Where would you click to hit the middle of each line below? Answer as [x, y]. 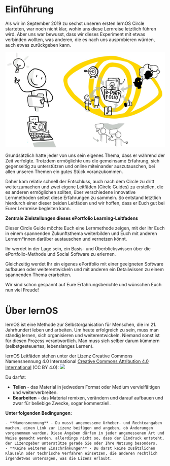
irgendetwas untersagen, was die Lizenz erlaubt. [59, 459]
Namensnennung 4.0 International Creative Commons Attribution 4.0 [77, 361]
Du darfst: [16, 377]
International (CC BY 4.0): [32, 368]
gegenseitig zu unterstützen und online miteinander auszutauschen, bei [80, 167]
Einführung [29, 9]
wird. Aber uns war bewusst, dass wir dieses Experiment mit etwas [75, 34]
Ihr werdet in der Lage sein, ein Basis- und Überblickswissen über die [78, 249]
